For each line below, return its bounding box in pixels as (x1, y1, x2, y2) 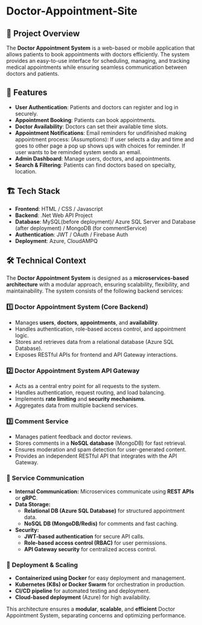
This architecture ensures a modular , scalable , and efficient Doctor (6, 605, 175, 612)
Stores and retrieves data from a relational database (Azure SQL (14, 338, 174, 345)
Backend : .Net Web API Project (14, 212, 93, 219)
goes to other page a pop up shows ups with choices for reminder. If (14, 142, 186, 149)
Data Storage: (14, 500, 51, 508)
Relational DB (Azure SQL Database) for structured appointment (24, 507, 185, 514)
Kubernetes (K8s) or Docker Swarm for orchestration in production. (14, 580, 185, 588)
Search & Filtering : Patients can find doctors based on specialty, (14, 161, 176, 169)
